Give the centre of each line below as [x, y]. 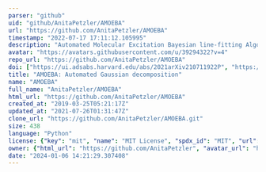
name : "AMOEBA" [33, 82]
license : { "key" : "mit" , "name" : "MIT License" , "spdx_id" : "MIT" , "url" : [134, 141]
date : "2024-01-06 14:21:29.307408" [68, 155]
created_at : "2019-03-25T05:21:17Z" [68, 104]
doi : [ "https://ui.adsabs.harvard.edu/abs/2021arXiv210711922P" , [118, 67]
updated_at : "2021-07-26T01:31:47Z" [68, 112]
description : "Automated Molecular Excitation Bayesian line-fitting [125, 45]
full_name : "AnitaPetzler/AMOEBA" [65, 89]
